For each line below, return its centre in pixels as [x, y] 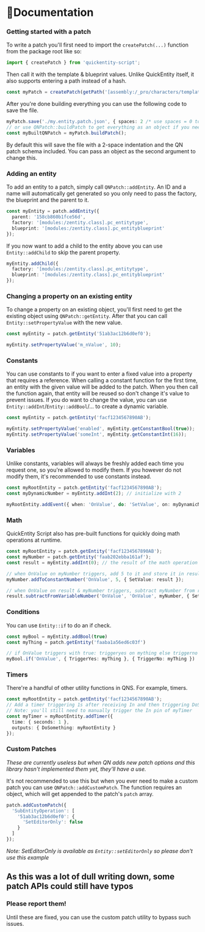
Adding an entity [31, 173]
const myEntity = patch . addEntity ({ [53, 211]
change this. [22, 157]
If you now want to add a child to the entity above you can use [85, 246]
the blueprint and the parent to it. [48, 200]
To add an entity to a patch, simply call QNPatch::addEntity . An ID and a [96, 187]
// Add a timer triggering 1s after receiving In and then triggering [98, 705]
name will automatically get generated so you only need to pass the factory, [102, 194]
